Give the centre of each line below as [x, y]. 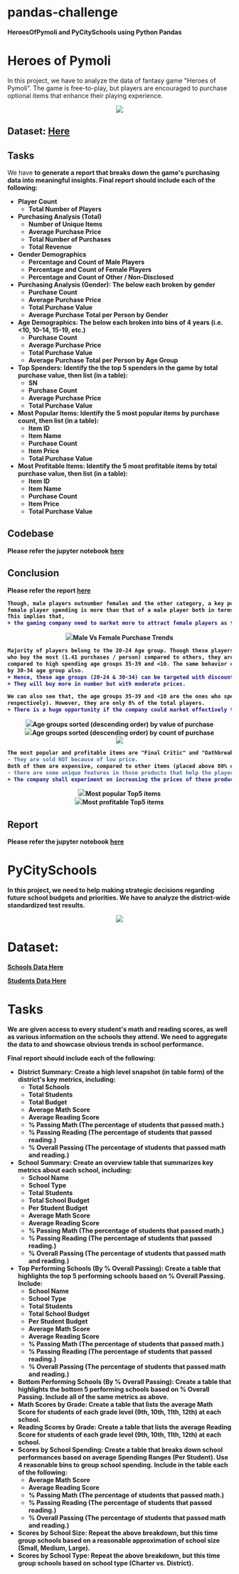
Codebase [31, 534]
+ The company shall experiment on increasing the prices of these [110, 780]
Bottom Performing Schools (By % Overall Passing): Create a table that [124, 1382]
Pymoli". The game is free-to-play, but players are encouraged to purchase [117, 88]
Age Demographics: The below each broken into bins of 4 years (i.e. [120, 323]
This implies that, [36, 617]
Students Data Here [37, 981]
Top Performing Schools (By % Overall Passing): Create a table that [119, 1269]
